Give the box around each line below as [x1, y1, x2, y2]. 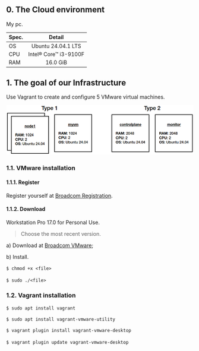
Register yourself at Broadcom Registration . [6, 192, 113, 199]
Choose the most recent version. [20, 230, 101, 237]
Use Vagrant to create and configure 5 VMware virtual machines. [6, 93, 165, 100]
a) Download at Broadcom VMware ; [6, 242, 94, 249]
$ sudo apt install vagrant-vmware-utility [6, 317, 116, 322]
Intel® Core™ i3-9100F [28, 50, 85, 58]
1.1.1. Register [6, 178, 40, 186]
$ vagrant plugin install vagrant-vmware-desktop [6, 328, 132, 334]
